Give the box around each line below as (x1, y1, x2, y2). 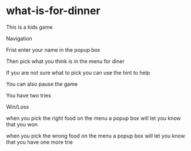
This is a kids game (6, 24, 53, 31)
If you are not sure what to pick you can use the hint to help (6, 69, 150, 76)
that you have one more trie (6, 138, 73, 145)
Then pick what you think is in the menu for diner (6, 58, 125, 65)
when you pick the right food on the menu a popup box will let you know (6, 115, 181, 122)
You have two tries (6, 92, 51, 99)
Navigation (6, 35, 32, 42)
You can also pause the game (6, 80, 78, 88)
